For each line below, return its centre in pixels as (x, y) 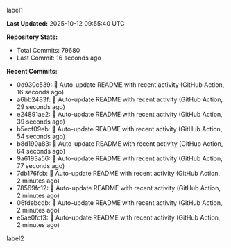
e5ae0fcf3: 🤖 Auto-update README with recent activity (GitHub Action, (118, 217)
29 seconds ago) (41, 107)
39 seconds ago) (41, 122)
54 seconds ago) (41, 136)
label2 (15, 238)
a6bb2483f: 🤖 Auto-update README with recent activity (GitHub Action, (120, 99)
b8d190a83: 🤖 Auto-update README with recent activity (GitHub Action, (120, 144)
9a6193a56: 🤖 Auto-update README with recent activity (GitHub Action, (119, 158)
